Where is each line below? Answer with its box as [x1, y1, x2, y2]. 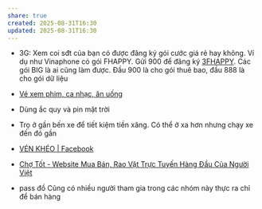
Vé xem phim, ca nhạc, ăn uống [18, 89, 123, 99]
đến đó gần [18, 128, 57, 138]
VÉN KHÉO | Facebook [18, 144, 94, 154]
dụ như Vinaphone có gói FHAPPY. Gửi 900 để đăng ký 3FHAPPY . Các [18, 57, 252, 66]
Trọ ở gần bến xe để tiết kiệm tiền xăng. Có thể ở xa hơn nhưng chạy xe [18, 120, 254, 130]
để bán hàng [18, 192, 61, 202]
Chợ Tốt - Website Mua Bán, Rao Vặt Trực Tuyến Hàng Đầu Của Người [18, 160, 249, 169]
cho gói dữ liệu [18, 73, 68, 84]
